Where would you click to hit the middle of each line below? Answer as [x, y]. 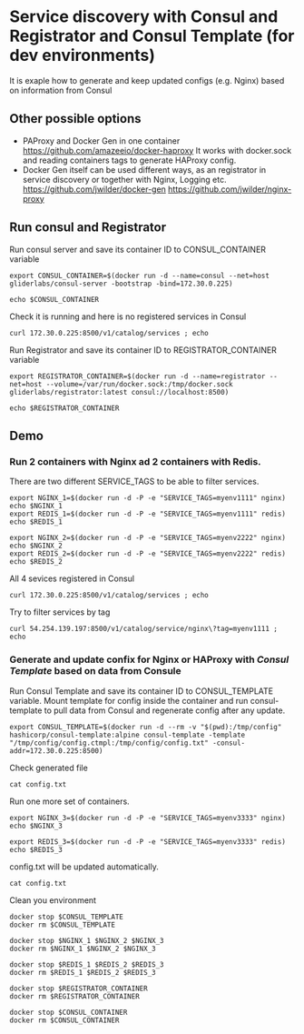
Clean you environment [53, 900]
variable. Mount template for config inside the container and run [129, 700]
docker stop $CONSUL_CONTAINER [69, 1012]
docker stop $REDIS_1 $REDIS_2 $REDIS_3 [87, 964]
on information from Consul [61, 90]
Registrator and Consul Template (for [152, 36]
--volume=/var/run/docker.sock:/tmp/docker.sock [139, 384]
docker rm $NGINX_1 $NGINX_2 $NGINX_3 [83, 949]
